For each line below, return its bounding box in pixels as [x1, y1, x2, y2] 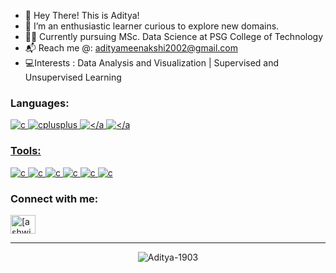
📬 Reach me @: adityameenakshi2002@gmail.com [24, 42, 238, 54]
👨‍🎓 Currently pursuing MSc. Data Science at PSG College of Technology [24, 31, 324, 42]
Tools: [10, 144, 42, 158]
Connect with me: [10, 191, 99, 205]
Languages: [10, 96, 70, 110]
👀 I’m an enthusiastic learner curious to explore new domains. [24, 20, 280, 32]
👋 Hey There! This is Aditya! [24, 10, 140, 21]
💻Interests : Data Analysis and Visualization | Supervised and [24, 57, 280, 69]
